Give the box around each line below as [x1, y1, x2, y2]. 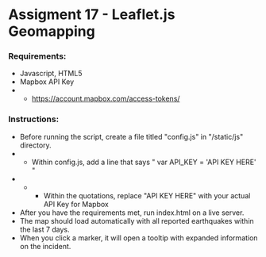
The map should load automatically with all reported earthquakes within [19, 216, 254, 225]
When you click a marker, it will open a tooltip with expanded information [19, 232, 258, 243]
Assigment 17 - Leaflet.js [8, 6, 175, 24]
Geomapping [8, 22, 95, 40]
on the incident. [19, 241, 71, 251]
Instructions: [8, 113, 60, 125]
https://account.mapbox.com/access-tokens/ [31, 94, 180, 104]
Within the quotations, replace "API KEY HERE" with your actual [43, 190, 251, 200]
